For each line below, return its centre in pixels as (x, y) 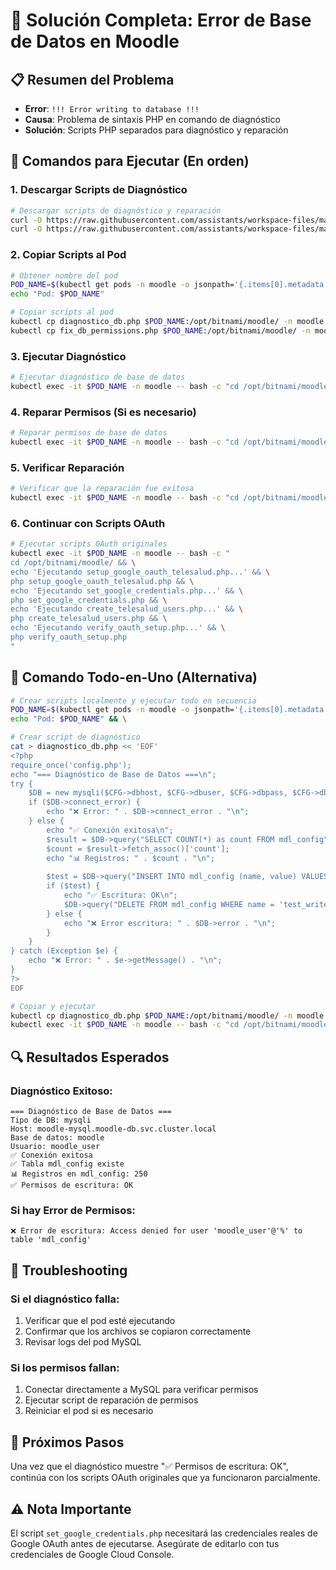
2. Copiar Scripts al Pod (68, 255)
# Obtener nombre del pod (64, 275)
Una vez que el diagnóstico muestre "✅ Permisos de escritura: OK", (149, 1466)
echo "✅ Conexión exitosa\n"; (110, 830)
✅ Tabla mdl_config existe (67, 1164)
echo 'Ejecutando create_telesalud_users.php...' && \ (127, 609)
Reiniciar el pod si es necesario (89, 1411)
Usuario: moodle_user (55, 1147)
